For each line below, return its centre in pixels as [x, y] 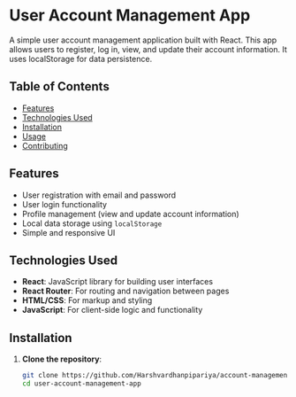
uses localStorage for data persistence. [81, 58]
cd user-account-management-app [81, 384]
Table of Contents [60, 86]
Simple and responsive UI [68, 232]
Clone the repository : [62, 359]
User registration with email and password [99, 195]
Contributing [45, 145]
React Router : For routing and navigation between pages [125, 291]
